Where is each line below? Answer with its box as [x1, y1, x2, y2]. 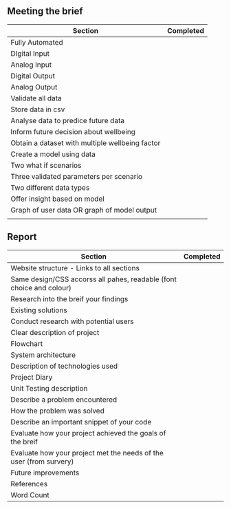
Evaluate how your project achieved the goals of [10, 428, 166, 437]
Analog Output [10, 82, 58, 91]
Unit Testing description [10, 383, 88, 393]
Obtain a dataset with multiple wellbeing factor [10, 138, 161, 147]
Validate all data [10, 93, 62, 102]
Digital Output [10, 71, 55, 80]
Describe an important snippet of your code [10, 417, 152, 426]
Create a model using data [10, 149, 96, 159]
